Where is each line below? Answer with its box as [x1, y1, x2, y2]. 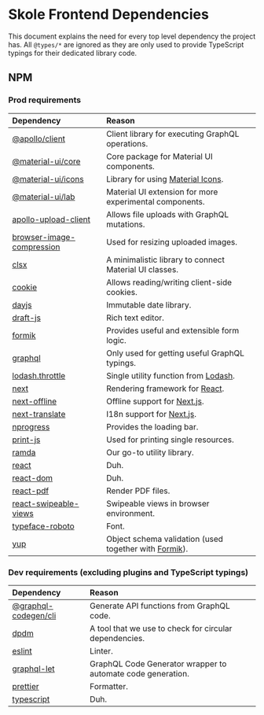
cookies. [105, 286, 137, 297]
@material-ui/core [12, 156, 81, 167]
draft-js [12, 312, 42, 323]
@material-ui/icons [12, 173, 84, 184]
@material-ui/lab [12, 191, 75, 202]
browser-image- [12, 231, 76, 242]
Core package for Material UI [105, 151, 214, 162]
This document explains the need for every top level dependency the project [8, 31, 256, 41]
